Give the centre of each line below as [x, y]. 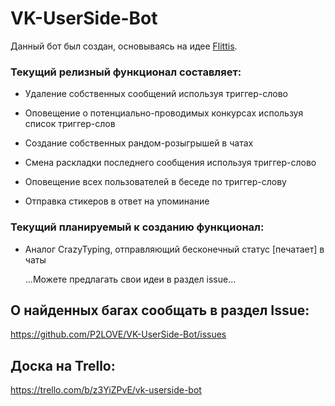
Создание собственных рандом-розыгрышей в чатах [139, 143]
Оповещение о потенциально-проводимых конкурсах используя [164, 113]
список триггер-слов [70, 124]
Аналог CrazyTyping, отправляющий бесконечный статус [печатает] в [174, 249]
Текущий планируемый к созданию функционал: [137, 227]
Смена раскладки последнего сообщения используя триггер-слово [170, 163]
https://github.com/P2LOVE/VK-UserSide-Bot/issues [118, 334]
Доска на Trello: [63, 365]
